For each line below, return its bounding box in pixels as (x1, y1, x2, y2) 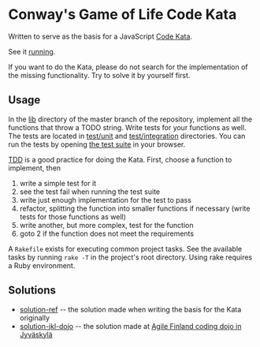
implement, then (8, 163, 61, 173)
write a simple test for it (19, 178, 97, 188)
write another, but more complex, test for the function (19, 220, 194, 229)
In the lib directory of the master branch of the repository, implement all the (8, 114, 253, 124)
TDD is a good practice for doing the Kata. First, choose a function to (8, 155, 232, 164)
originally (19, 313, 50, 323)
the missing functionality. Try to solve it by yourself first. (8, 70, 191, 80)
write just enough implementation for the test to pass (19, 195, 191, 204)
